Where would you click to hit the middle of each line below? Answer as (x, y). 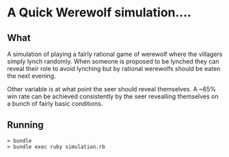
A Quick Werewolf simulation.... (99, 13)
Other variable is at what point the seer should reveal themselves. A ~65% (112, 89)
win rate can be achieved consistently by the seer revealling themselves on (113, 96)
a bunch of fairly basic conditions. (55, 103)
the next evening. (31, 76)
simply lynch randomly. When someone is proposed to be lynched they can (113, 61)
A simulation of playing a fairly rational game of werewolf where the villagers (115, 54)
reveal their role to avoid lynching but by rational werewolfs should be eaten (114, 69)
